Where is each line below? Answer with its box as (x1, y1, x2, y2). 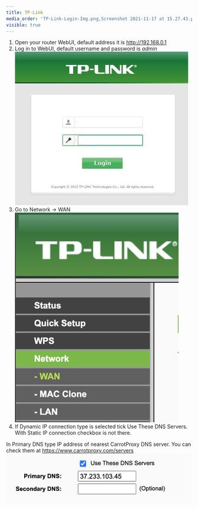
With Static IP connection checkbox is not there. (14, 429, 131, 436)
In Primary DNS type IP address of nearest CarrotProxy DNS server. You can (6, 441, 192, 448)
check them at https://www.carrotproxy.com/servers (6, 447, 134, 454)
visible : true (6, 22, 41, 28)
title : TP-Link (6, 9, 44, 15)
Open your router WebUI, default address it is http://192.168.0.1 (14, 39, 167, 46)
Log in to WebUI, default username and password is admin (14, 45, 157, 53)
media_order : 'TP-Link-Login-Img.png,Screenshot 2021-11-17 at (6, 15, 165, 22)
